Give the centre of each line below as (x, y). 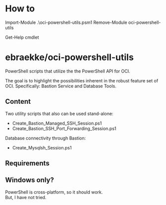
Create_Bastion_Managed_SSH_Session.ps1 (57, 123)
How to (20, 9)
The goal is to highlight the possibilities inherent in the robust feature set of (82, 80)
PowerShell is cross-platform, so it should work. (54, 192)
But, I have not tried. (26, 197)
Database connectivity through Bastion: (45, 138)
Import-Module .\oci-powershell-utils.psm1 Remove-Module (66, 22)
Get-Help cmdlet (22, 37)
